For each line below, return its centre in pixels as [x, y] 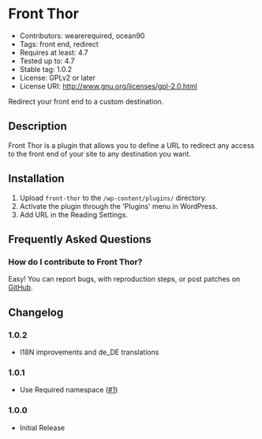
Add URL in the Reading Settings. [74, 214]
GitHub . [21, 288]
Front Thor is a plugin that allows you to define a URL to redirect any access [131, 145]
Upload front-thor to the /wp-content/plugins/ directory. [113, 198]
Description [37, 126]
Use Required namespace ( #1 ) [69, 390]
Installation [36, 179]
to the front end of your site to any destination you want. [100, 153]
